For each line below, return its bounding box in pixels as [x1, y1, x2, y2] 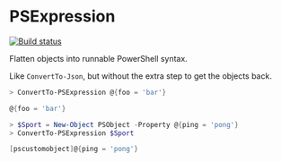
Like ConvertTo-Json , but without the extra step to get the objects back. [9, 70, 272, 81]
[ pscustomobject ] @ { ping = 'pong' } [9, 145, 139, 154]
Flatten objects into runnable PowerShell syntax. [9, 53, 189, 64]
